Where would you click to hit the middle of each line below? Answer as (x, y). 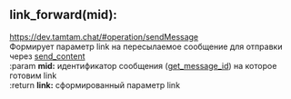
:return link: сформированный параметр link (95, 84)
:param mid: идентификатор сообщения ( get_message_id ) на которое (143, 65)
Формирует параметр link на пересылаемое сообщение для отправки (146, 46)
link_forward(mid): (64, 15)
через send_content (47, 56)
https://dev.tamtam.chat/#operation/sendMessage (104, 36)
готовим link (33, 75)
